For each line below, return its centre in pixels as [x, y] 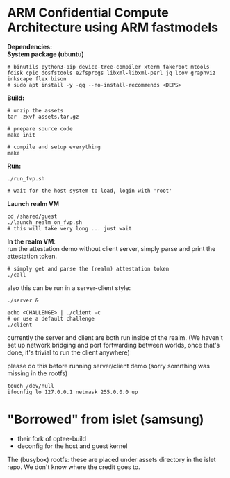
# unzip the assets [35, 110]
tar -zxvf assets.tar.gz [43, 117]
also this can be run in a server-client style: [69, 288]
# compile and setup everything [54, 147]
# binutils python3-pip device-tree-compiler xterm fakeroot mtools [108, 67]
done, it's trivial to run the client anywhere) [68, 352]
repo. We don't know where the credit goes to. [74, 467]
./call [17, 275]
